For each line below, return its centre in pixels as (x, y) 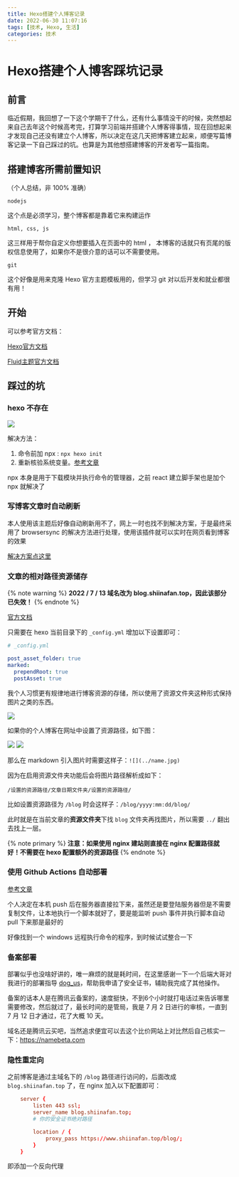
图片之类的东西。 (32, 702)
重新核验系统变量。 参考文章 (58, 462)
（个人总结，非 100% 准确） (49, 188)
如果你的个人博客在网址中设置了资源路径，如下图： (82, 730)
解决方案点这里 (29, 556)
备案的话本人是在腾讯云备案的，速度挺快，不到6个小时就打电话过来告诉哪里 (118, 998)
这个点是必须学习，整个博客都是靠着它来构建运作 (79, 215)
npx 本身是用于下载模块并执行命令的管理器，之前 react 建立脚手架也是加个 (116, 477)
